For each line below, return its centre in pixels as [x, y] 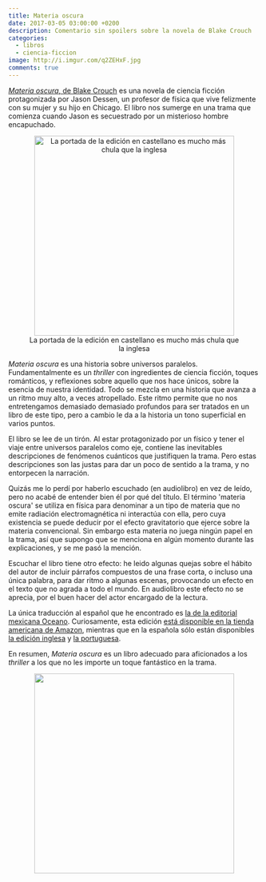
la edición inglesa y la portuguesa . [65, 638]
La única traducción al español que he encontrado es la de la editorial [123, 613]
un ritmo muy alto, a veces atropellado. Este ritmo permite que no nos [123, 397]
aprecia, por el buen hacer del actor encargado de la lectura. [108, 597]
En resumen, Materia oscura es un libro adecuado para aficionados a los [128, 653]
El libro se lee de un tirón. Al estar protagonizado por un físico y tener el [127, 439]
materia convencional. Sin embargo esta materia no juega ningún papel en [131, 531]
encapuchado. [32, 124]
